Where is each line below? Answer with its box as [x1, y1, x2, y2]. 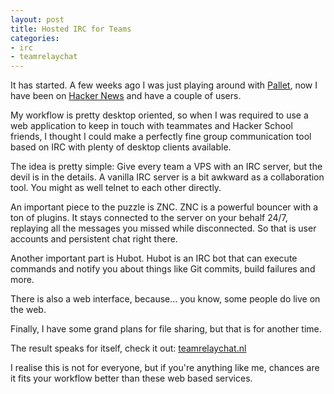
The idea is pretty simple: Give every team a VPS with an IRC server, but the [10, 161, 323, 173]
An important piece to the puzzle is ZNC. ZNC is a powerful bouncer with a [10, 201, 319, 213]
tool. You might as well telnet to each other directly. [10, 182, 222, 194]
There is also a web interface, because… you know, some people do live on [10, 293, 321, 305]
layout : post [10, 14, 65, 25]
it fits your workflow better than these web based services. [10, 372, 253, 385]
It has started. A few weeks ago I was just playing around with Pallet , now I [10, 79, 318, 91]
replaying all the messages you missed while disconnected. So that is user [10, 222, 317, 235]
